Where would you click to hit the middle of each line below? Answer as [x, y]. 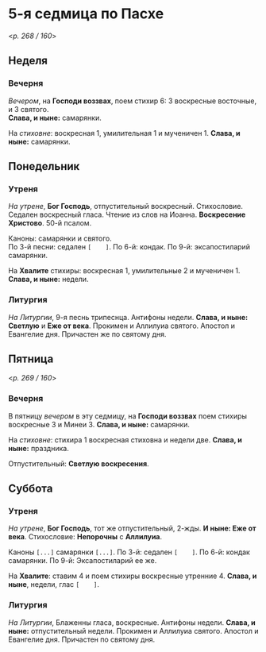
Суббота [31, 489]
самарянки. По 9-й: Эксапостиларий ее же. [83, 561]
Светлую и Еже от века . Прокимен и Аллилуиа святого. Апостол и [122, 326]
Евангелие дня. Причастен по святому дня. [82, 639]
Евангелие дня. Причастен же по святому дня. [87, 334]
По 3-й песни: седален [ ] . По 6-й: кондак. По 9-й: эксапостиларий [129, 247]
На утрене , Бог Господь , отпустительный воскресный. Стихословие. [126, 206]
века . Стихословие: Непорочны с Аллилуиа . [85, 537]
